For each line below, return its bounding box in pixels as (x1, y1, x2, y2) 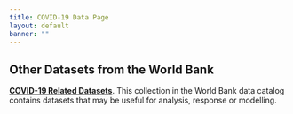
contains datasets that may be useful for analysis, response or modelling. (9, 95, 277, 106)
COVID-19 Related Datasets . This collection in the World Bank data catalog (9, 86, 285, 96)
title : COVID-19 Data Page (9, 12, 109, 22)
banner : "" (9, 29, 50, 38)
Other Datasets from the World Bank (9, 62, 215, 77)
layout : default (9, 21, 69, 30)
